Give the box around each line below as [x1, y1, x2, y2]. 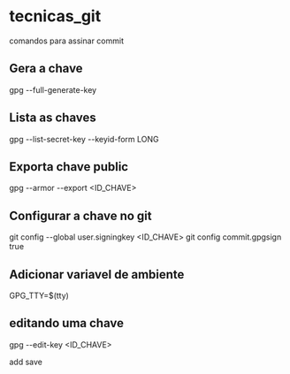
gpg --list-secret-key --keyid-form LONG [9, 134, 159, 144]
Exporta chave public [9, 159, 129, 174]
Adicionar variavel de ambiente [9, 267, 185, 282]
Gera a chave [9, 61, 83, 76]
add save [9, 356, 42, 367]
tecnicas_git [9, 6, 102, 27]
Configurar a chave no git [9, 208, 152, 223]
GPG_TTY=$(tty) [9, 290, 69, 301]
